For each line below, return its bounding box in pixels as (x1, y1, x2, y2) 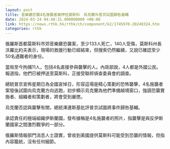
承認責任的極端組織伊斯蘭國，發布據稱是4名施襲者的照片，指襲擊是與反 (5, 115, 155, 121)
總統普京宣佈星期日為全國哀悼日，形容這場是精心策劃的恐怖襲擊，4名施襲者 (5, 81, 163, 87)
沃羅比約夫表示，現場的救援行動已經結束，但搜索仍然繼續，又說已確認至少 (5, 47, 160, 53)
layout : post (5, 7, 33, 13)
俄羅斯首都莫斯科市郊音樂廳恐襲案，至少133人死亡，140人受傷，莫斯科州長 (5, 41, 162, 47)
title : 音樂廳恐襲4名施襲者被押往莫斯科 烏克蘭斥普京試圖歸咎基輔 (5, 12, 129, 17)
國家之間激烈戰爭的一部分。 (9, 122, 67, 128)
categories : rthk (5, 26, 42, 31)
